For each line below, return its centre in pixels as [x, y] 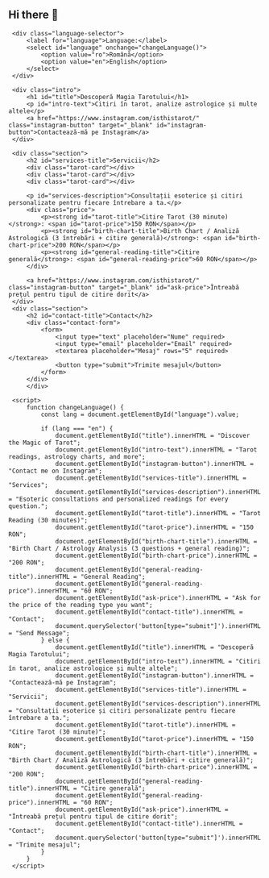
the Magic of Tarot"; [45, 443]
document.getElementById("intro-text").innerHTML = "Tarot [156, 449]
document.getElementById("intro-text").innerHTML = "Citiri [158, 661]
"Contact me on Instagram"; [56, 471]
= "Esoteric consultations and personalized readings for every [118, 499]
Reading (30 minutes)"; [48, 520]
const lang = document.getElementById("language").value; [140, 414]
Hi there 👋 [33, 15]
